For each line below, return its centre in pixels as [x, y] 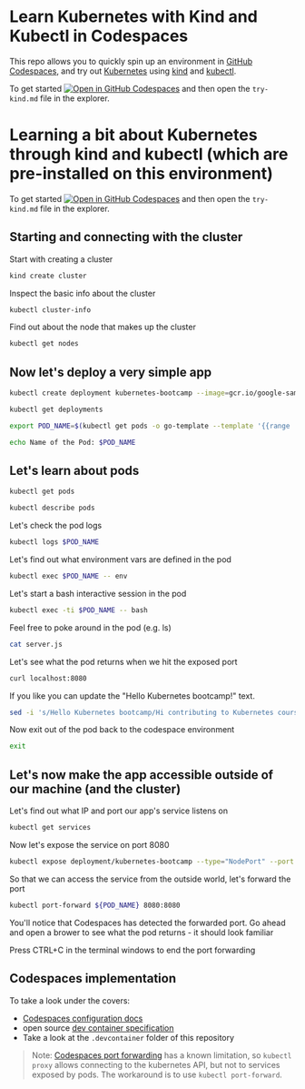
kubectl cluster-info [50, 310]
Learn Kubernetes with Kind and [134, 17]
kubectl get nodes [44, 344]
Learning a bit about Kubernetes [133, 135]
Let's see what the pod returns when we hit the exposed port [123, 661]
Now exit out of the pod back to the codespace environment [122, 730]
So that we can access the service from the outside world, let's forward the [150, 879]
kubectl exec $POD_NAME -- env [69, 576]
